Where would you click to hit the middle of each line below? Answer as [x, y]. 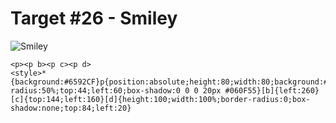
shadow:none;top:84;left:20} [71, 108]
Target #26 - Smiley [94, 18]
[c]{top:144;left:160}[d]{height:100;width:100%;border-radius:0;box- [160, 99]
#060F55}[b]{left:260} [272, 90]
